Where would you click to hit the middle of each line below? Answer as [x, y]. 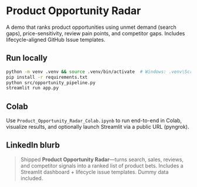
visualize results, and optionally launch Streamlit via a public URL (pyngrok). [98, 127]
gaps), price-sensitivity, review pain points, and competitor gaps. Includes [96, 33]
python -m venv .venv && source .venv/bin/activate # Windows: [86, 72]
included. [32, 178]
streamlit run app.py [33, 88]
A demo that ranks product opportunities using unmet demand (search [91, 27]
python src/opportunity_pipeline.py [51, 83]
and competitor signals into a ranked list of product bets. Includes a [102, 165]
